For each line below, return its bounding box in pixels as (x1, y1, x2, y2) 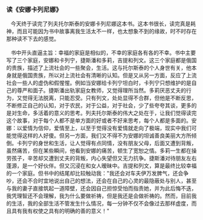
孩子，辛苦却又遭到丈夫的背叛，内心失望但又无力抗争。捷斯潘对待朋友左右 (11, 155, 197, 162)
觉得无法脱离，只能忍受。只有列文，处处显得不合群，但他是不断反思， (22, 95, 197, 102)
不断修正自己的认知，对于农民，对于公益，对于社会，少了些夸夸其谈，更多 (6, 102, 192, 109)
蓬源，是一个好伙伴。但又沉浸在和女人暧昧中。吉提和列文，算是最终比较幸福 (6, 162, 197, 169)
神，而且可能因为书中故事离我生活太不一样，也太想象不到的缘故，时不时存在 (6, 28, 197, 35)
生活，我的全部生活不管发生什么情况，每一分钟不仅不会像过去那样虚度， (11, 200, 192, 207)
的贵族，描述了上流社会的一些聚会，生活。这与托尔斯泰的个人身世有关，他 (6, 64, 192, 72)
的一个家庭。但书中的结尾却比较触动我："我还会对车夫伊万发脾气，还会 (6, 170, 184, 177)
